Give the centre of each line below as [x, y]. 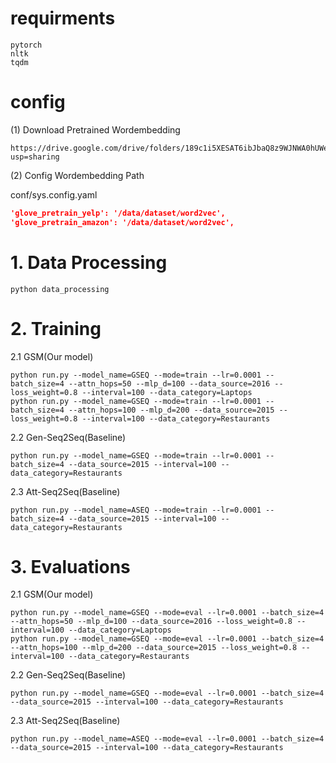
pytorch [26, 45]
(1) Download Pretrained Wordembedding [95, 129]
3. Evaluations [70, 566]
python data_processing [60, 289]
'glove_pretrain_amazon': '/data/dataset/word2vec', [122, 222]
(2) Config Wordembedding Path [77, 175]
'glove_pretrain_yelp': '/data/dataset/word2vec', [118, 213]
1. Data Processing [89, 262]
